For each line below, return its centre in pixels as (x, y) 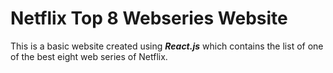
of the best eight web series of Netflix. (89, 56)
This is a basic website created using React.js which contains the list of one (167, 46)
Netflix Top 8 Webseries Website (149, 18)
